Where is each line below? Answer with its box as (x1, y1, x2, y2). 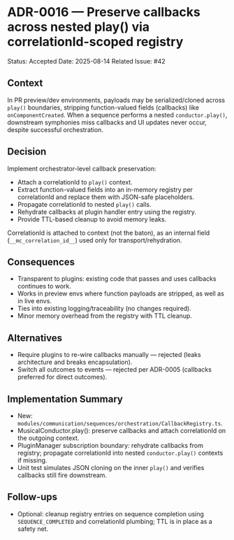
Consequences (7, 256, 75, 268)
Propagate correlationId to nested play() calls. (17, 200, 152, 208)
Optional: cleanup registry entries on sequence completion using (17, 509, 205, 518)
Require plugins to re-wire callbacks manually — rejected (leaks (17, 351, 201, 359)
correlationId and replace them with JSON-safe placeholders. (17, 193, 194, 201)
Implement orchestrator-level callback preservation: (7, 164, 156, 173)
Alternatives (7, 332, 63, 344)
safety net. (17, 525, 49, 533)
